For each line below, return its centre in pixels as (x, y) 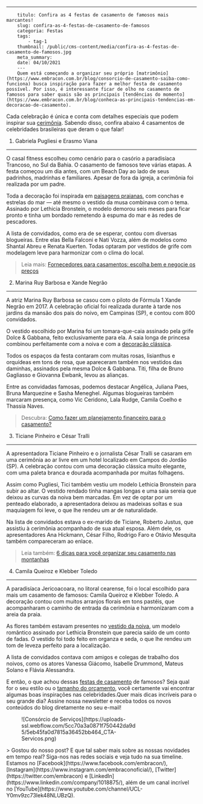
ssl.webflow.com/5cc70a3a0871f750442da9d (79, 726)
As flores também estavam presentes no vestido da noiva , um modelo (93, 626)
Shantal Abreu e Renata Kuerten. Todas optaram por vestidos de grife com (99, 246)
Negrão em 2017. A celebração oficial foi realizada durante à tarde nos (94, 306)
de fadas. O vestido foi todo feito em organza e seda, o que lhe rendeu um (99, 639)
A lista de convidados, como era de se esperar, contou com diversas (92, 233)
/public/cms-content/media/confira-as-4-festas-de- (113, 47)
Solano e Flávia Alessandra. (41, 670)
